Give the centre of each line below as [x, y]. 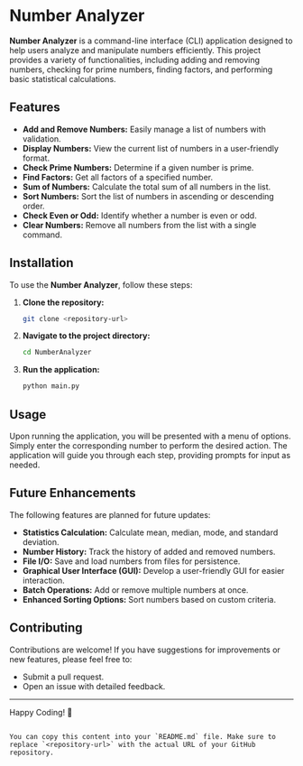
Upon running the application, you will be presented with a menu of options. [150, 436]
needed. [25, 465]
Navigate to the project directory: [86, 336]
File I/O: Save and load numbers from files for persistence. [131, 561]
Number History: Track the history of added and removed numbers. [149, 551]
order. [33, 206]
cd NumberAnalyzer [57, 353]
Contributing [46, 628]
